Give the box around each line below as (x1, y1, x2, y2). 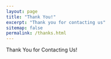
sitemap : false (6, 25, 43, 31)
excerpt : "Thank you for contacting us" (6, 19, 106, 25)
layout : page (6, 8, 38, 15)
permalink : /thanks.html (6, 30, 67, 36)
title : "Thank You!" (6, 14, 57, 20)
